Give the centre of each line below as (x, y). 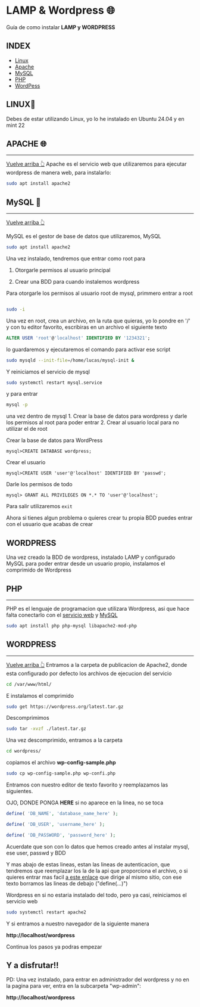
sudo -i (16, 309)
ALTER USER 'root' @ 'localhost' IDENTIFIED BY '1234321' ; (78, 338)
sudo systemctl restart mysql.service (54, 383)
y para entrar (22, 394)
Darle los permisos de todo (39, 484)
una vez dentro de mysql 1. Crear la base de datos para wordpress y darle (97, 416)
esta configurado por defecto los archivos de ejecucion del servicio (89, 673)
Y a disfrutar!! (32, 965)
